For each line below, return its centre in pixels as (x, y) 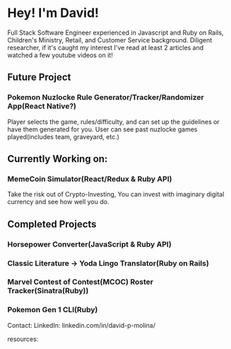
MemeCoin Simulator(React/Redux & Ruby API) (90, 179)
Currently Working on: (58, 159)
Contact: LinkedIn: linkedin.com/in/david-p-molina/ (82, 325)
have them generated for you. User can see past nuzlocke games (102, 129)
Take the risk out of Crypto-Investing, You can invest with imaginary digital (116, 194)
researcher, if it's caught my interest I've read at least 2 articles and (106, 47)
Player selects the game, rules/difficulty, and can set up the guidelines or (114, 122)
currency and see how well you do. (58, 202)
